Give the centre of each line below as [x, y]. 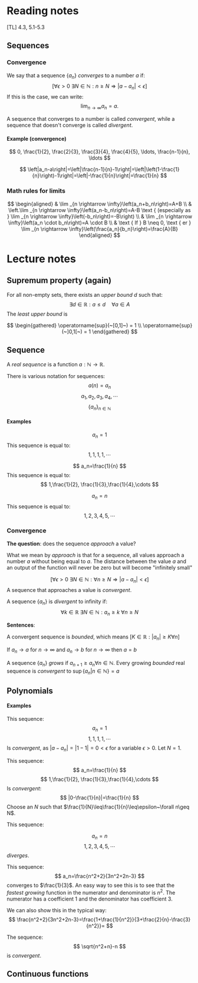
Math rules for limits [36, 191]
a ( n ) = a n [100, 386]
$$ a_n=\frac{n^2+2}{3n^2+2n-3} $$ [100, 876]
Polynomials [30, 691]
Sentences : [21, 625]
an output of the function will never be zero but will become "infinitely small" [100, 567]
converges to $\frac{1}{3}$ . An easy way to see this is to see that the [91, 885]
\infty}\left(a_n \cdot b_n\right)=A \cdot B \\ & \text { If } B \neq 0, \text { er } [100, 223]
